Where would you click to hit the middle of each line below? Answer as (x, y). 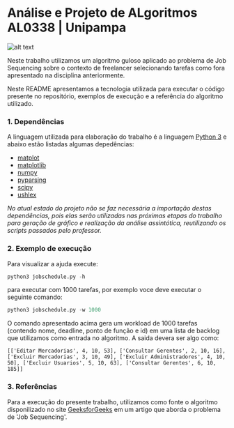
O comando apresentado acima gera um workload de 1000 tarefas (102, 323)
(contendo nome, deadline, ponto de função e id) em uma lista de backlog (114, 331)
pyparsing (32, 180)
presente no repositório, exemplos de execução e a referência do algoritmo (115, 96)
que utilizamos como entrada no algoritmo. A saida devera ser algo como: (113, 338)
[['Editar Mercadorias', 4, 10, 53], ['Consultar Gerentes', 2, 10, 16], (117, 351)
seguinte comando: (35, 297)
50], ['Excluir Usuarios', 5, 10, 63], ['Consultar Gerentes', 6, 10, (112, 363)
